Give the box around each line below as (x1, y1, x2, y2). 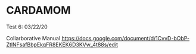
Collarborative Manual (6, 34, 61, 42)
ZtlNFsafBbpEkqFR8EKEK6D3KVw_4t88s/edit (6, 41, 118, 48)
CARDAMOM (6, 4, 71, 17)
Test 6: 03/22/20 (6, 23, 48, 30)
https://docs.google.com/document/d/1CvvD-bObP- (61, 34, 189, 42)
